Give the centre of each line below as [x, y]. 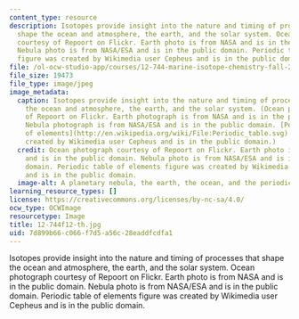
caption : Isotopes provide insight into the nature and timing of [143, 100]
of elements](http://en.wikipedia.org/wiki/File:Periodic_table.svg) [157, 134]
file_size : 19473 [41, 76]
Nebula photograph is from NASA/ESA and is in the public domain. [151, 126]
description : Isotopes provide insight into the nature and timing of [143, 26]
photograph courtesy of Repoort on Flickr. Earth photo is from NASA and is [146, 277]
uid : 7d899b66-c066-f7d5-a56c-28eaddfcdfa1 [91, 233]
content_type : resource [53, 17]
